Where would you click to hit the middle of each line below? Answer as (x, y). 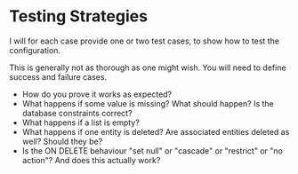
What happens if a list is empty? (81, 123)
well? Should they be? (62, 141)
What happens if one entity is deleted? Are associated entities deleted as (156, 131)
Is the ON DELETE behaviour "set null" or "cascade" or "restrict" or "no (152, 150)
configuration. (35, 50)
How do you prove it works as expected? (97, 94)
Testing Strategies (79, 16)
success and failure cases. (58, 76)
